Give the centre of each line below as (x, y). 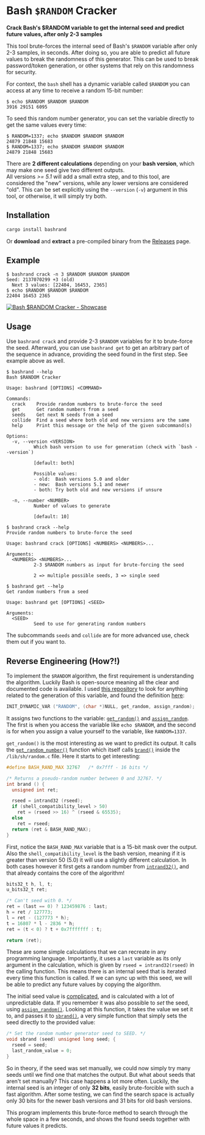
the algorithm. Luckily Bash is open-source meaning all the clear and (92, 682)
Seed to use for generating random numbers (90, 624)
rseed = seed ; (30, 1045)
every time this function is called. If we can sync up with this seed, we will (99, 978)
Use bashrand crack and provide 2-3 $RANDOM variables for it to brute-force (100, 341)
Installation (28, 215)
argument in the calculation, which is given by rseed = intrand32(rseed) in (100, 965)
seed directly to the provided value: (51, 1022)
